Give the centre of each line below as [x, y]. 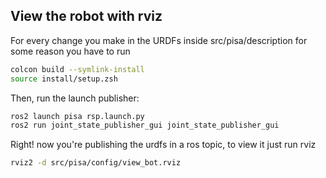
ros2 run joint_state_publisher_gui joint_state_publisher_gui [145, 125]
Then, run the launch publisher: [75, 98]
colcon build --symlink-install [77, 69]
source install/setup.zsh [64, 79]
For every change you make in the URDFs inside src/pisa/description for [159, 40]
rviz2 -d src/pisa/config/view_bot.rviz [96, 163]
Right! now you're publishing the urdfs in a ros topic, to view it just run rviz [163, 145]
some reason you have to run [70, 51]
